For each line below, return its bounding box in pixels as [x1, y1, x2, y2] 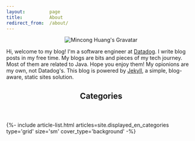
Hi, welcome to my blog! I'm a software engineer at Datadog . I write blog [6, 48, 186, 55]
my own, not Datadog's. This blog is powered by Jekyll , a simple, [6, 67, 167, 74]
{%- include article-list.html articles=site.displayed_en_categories [6, 121, 170, 128]
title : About [6, 14, 63, 20]
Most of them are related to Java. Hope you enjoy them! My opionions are [6, 61, 189, 68]
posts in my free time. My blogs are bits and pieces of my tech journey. [6, 55, 182, 62]
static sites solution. [24, 73, 74, 81]
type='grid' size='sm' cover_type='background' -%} [6, 127, 137, 135]
